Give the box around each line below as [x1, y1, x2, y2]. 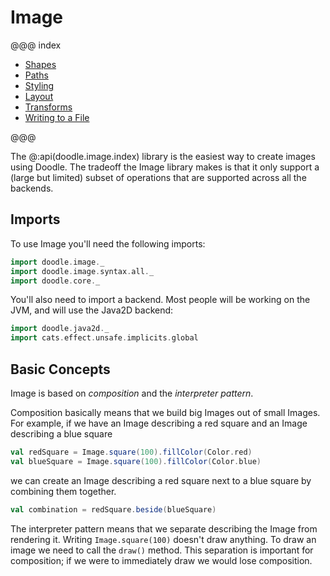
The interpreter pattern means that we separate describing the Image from [10, 522, 318, 535]
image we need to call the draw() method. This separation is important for [10, 544, 314, 556]
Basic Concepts [10, 361, 111, 378]
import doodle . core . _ [10, 276, 101, 286]
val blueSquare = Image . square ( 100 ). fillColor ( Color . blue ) [10, 456, 262, 466]
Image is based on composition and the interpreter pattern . [10, 387, 254, 399]
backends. [10, 182, 54, 194]
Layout [24, 90, 54, 102]
